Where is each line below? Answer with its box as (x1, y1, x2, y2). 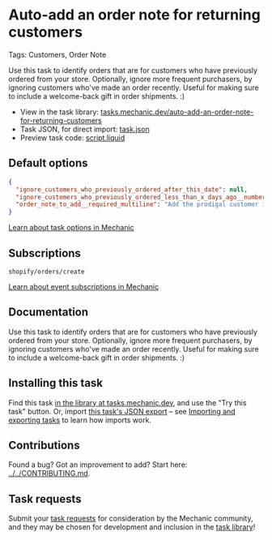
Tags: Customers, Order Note (8, 49, 107, 59)
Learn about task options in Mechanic (8, 223, 135, 233)
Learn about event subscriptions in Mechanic (8, 281, 159, 291)
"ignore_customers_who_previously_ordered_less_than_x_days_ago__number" (15, 193, 270, 201)
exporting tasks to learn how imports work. (8, 415, 152, 425)
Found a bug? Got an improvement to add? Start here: (8, 460, 188, 469)
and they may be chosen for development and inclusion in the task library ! (8, 522, 256, 532)
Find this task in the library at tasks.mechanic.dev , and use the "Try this (8, 397, 247, 407)
